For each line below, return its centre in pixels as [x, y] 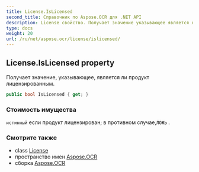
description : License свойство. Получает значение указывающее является [98, 22]
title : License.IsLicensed [39, 12]
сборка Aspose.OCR [40, 163]
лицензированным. [31, 83]
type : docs [20, 28]
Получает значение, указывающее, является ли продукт [78, 77]
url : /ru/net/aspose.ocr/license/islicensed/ [63, 39]
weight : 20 [20, 34]
